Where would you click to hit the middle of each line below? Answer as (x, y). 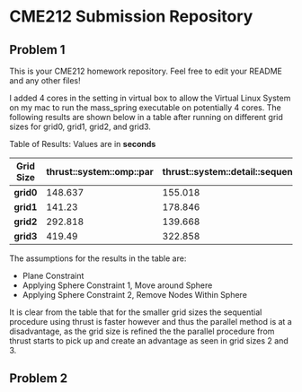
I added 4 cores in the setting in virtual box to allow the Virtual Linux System (150, 98)
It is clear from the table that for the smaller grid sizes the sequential (136, 312)
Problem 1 (37, 50)
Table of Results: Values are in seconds (83, 144)
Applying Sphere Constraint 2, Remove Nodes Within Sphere (134, 295)
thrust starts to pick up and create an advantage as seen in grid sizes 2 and (149, 341)
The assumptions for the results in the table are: (98, 258)
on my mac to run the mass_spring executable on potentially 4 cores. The (145, 108)
